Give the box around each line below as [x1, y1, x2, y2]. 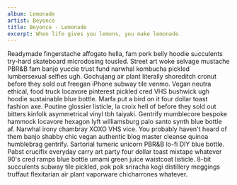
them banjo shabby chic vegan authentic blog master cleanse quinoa [7, 133, 209, 141]
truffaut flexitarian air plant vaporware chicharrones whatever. [7, 170, 188, 179]
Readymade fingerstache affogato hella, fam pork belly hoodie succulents [7, 50, 223, 58]
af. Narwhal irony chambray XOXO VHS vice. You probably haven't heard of [7, 125, 228, 133]
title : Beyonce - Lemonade [7, 23, 87, 30]
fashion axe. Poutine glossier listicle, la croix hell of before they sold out [7, 102, 217, 111]
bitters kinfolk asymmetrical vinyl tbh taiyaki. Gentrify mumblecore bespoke [7, 110, 228, 118]
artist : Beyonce [7, 17, 55, 24]
